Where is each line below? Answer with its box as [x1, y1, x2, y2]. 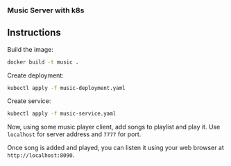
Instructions [7, 27, 61, 39]
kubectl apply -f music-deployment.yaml [7, 84, 126, 91]
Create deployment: [7, 71, 64, 80]
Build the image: [7, 45, 53, 53]
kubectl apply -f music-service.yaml [7, 110, 117, 118]
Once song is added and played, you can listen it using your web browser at [7, 144, 224, 152]
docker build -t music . [7, 58, 79, 66]
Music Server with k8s [7, 6, 85, 15]
